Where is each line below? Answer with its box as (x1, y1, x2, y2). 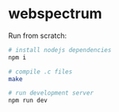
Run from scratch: (8, 31, 67, 40)
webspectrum (8, 5, 102, 23)
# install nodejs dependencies (8, 46, 112, 54)
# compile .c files (8, 68, 73, 76)
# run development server (8, 89, 94, 97)
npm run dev (8, 96, 48, 105)
